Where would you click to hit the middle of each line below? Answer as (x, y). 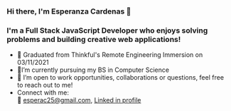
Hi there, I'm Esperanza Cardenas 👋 (69, 11)
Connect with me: (43, 92)
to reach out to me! (45, 85)
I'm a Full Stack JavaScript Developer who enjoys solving (107, 30)
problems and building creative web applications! (94, 39)
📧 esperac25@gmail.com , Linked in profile (79, 100)
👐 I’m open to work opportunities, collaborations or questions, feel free (120, 78)
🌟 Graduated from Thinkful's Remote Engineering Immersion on (110, 55)
